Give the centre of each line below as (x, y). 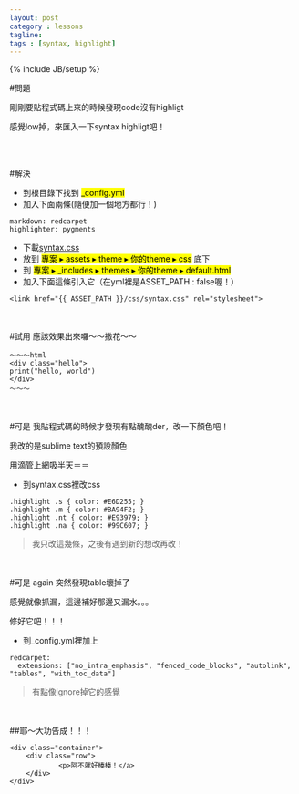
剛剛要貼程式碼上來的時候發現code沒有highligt (97, 108)
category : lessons (46, 26)
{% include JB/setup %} (55, 69)
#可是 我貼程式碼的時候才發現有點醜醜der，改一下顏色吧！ (119, 427)
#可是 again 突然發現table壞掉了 (70, 583)
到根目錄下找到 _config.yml (73, 193)
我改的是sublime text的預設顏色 (68, 446)
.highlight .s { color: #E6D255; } (77, 502)
